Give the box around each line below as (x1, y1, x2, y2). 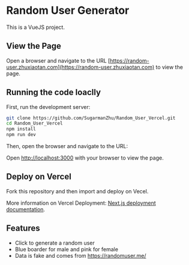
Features (6, 223, 40, 234)
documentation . (6, 205, 46, 213)
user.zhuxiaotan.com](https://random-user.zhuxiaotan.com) (6, 63, 155, 70)
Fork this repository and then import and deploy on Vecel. (6, 187, 149, 195)
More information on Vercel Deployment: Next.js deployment (6, 199, 156, 207)
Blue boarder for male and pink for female (14, 245, 119, 253)
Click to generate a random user (14, 239, 95, 246)
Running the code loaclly (6, 87, 101, 98)
